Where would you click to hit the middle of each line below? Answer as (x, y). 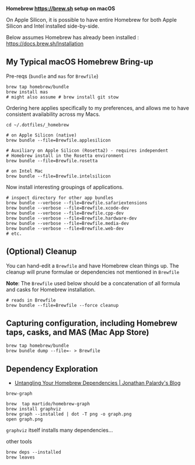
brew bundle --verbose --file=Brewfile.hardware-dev (72, 218)
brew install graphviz (34, 409)
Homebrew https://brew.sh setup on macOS (61, 8)
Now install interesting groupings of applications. (65, 187)
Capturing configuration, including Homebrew (92, 324)
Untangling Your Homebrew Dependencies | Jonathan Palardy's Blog (97, 383)
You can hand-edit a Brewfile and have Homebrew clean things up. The (93, 265)
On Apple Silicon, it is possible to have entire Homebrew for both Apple (91, 20)
